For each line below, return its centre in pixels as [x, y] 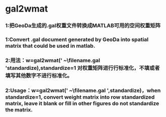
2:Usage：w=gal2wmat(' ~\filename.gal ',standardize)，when [83, 90]
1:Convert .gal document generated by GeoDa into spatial [77, 40]
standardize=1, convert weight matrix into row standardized [80, 97]
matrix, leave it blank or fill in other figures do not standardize [82, 103]
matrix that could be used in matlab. [50, 46]
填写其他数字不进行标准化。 [39, 75]
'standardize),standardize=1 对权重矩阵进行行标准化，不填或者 [82, 68]
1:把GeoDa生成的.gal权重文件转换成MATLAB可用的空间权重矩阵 [83, 26]
